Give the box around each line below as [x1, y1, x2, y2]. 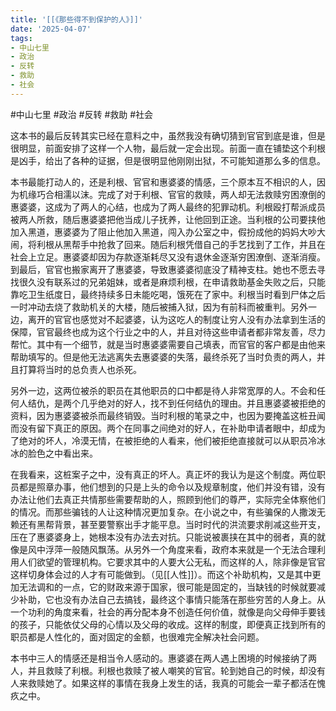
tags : [10, 33, 33, 43]
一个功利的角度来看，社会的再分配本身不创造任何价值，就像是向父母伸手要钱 [10, 606, 326, 618]
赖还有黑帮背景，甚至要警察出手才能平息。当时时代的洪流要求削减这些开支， [10, 518, 326, 530]
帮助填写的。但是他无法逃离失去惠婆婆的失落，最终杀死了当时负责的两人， [10, 351, 317, 363]
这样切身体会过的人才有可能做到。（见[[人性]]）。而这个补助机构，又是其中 [10, 568, 313, 580]
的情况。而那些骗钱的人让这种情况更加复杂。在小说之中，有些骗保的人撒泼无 [10, 506, 326, 518]
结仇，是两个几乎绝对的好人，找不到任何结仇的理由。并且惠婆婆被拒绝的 [27, 397, 326, 409]
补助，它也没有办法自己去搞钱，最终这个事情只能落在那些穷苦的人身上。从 [18, 593, 326, 605]
